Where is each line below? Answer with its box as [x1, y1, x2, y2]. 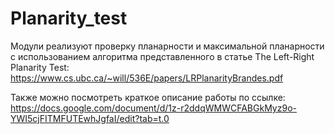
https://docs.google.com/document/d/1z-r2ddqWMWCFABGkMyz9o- [10, 102, 297, 114]
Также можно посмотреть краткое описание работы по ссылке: [10, 91, 286, 103]
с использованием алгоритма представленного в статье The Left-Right [10, 50, 315, 62]
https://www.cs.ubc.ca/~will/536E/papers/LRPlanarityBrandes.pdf [10, 72, 284, 84]
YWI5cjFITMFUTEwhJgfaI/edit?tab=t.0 [10, 112, 170, 124]
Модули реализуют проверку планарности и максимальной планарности [10, 40, 325, 52]
